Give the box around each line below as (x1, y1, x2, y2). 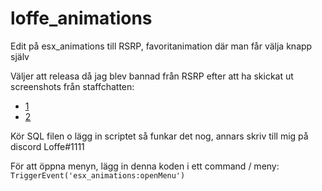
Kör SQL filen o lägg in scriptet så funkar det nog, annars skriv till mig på (10, 130, 309, 142)
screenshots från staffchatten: (10, 80, 135, 92)
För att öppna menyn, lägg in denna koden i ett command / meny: (10, 160, 280, 172)
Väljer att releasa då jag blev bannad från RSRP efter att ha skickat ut (10, 70, 294, 82)
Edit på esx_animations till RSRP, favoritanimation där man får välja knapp (10, 40, 313, 52)
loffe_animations (10, 7, 153, 30)
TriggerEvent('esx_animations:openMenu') (10, 170, 186, 181)
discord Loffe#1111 (10, 140, 85, 152)
